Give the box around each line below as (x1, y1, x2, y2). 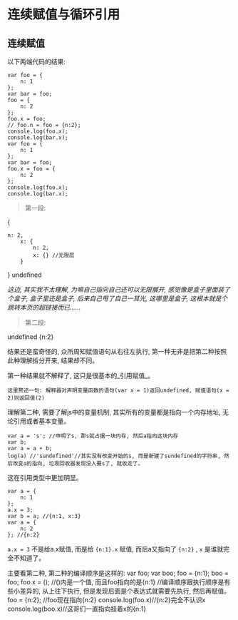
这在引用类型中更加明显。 (7, 474, 83, 482)
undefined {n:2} (7, 332, 54, 341)
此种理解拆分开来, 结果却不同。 (7, 356, 98, 365)
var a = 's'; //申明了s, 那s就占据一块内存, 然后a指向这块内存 (7, 432, 179, 439)
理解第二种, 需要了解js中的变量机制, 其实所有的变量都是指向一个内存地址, (7, 408, 221, 416)
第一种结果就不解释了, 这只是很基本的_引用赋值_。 (7, 372, 155, 380)
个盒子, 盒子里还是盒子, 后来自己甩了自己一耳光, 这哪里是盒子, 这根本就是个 (7, 294, 228, 303)
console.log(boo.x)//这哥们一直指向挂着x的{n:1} (7, 604, 147, 613)
